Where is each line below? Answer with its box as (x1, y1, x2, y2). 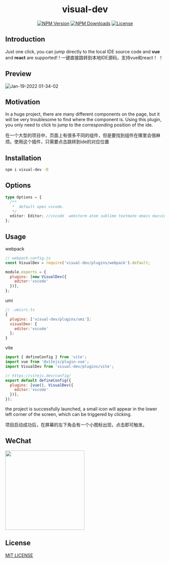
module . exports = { (5, 269, 47, 274)
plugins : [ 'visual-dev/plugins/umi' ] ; (10, 316, 92, 322)
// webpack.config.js (5, 255, 51, 261)
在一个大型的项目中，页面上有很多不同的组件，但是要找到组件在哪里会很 (5, 132, 156, 138)
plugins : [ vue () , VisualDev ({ (10, 382, 73, 388)
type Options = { (5, 194, 42, 200)
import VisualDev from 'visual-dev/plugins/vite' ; (5, 364, 114, 369)
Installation (5, 154, 41, 162)
